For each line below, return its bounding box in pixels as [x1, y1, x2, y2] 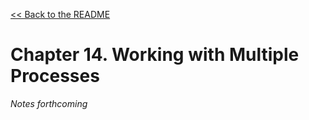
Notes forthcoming [10, 97, 88, 109]
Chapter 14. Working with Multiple [10, 44, 300, 66]
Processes [10, 65, 100, 88]
